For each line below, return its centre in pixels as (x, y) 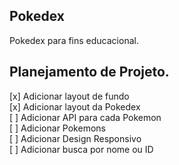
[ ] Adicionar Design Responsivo (75, 138)
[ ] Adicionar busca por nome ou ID (81, 149)
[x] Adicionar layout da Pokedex (75, 106)
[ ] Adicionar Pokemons (57, 128)
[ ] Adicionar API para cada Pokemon (85, 117)
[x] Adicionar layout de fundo (69, 96)
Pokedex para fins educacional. (74, 40)
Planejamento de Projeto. (89, 72)
